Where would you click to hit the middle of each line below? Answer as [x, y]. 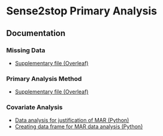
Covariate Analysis [34, 107]
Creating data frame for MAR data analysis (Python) [79, 126]
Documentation [36, 33]
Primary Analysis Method [44, 78]
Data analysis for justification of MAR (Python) [72, 120]
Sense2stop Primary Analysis [82, 11]
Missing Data [26, 50]
